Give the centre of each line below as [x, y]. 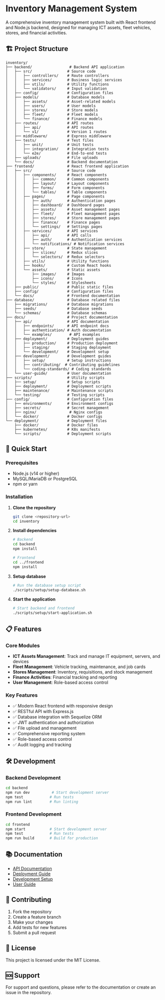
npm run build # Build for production [52, 838]
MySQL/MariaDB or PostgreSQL [45, 479]
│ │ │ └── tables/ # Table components [56, 192]
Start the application [34, 599]
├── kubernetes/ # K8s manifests [57, 429]
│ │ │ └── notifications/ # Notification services [65, 244]
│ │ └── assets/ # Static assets [53, 270]
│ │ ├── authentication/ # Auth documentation [58, 330]
